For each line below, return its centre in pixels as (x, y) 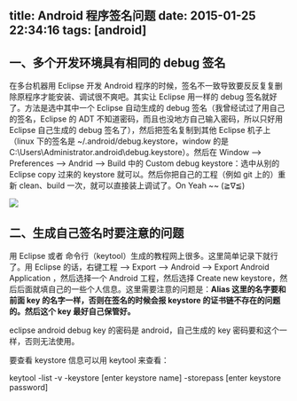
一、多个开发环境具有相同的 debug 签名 (117, 63)
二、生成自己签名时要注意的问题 (97, 233)
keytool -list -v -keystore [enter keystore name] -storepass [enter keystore (145, 378)
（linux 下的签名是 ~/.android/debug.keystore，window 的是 (119, 141)
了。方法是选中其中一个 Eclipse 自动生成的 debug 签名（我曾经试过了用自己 (147, 108)
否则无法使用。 (52, 342)
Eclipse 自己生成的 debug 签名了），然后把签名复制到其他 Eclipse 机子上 (140, 130)
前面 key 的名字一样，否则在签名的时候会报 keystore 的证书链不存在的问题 (145, 301)
